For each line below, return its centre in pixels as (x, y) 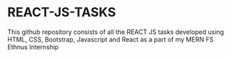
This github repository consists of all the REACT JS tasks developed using (116, 32)
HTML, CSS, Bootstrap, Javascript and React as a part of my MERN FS (111, 39)
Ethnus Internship (33, 47)
